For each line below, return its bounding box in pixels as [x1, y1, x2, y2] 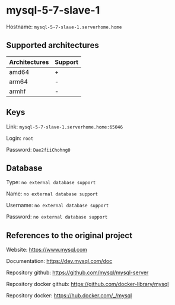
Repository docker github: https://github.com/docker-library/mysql [6, 281, 169, 288]
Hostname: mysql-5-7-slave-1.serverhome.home [6, 23, 122, 30]
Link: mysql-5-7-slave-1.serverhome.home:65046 [6, 123, 123, 130]
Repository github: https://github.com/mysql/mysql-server [6, 269, 149, 276]
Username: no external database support [6, 202, 109, 209]
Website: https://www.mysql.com [6, 246, 88, 253]
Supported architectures [6, 40, 100, 50]
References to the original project [6, 230, 132, 240]
